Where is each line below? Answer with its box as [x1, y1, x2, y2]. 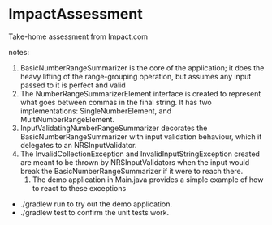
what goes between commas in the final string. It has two [19, 97, 213, 107]
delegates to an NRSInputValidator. [19, 140, 137, 150]
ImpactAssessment [8, 5, 144, 23]
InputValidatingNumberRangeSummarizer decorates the [19, 123, 208, 133]
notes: [8, 47, 30, 57]
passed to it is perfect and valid [19, 80, 126, 90]
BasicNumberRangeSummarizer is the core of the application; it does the [19, 62, 265, 73]
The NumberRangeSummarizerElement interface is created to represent [19, 88, 261, 98]
